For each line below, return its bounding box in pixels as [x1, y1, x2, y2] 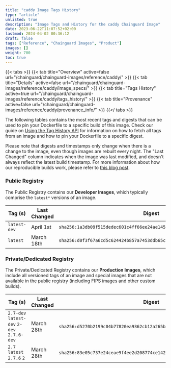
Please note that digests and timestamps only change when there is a [5, 143, 151, 149]
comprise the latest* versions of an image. [5, 194, 97, 201]
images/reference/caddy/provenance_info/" [5, 107, 98, 113]
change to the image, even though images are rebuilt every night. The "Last [5, 149, 164, 155]
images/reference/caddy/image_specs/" [5, 85, 90, 91]
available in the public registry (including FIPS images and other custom [5, 278, 156, 284]
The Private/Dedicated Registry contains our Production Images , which [5, 266, 156, 273]
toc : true [5, 55, 26, 60]
